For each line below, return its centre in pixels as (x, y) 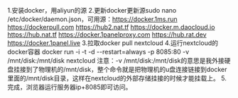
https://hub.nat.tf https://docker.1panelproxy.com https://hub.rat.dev (107, 35)
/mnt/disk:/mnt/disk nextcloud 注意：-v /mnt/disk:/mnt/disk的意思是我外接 (116, 61)
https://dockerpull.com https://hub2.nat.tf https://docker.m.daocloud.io (111, 27)
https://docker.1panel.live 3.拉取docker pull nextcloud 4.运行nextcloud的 (113, 43)
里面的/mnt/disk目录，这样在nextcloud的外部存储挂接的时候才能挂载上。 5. (117, 78)
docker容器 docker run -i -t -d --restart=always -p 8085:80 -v (98, 52)
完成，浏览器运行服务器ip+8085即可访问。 (70, 87)
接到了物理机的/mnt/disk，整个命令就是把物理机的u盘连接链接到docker (123, 69)
